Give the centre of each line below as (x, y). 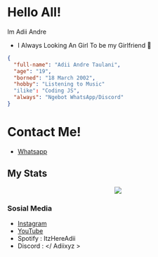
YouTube (30, 231)
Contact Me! (44, 132)
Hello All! (34, 12)
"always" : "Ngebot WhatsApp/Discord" (69, 98)
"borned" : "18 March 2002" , (55, 78)
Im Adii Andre (27, 32)
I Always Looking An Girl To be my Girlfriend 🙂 (84, 45)
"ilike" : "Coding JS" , (47, 91)
